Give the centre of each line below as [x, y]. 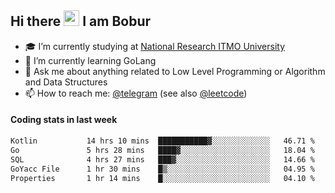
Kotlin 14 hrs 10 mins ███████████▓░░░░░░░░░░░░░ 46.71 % [162, 141]
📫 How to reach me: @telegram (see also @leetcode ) [136, 93]
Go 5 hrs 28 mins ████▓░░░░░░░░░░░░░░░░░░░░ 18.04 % [162, 150]
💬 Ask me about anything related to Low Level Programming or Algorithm [175, 71]
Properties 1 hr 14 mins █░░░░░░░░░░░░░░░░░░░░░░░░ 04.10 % [162, 178]
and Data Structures [66, 82]
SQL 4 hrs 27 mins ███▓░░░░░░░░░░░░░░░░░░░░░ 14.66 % [162, 159]
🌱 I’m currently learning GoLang [90, 60]
